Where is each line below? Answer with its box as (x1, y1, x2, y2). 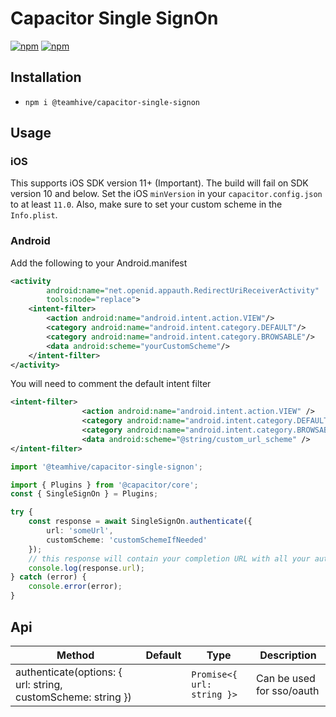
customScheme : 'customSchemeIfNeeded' (46, 535, 208, 545)
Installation (10, 69, 82, 86)
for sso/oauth (256, 683, 320, 697)
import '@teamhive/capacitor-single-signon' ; (10, 462, 203, 472)
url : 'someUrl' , (46, 526, 114, 536)
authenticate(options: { (15, 665, 123, 679)
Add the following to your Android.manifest (10, 257, 188, 269)
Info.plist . (10, 209, 58, 221)
